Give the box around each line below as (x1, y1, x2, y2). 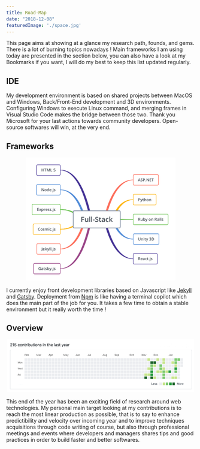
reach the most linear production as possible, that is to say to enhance (6, 411, 180, 418)
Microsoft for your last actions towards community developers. (6, 117, 162, 125)
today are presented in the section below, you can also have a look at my (6, 52, 186, 59)
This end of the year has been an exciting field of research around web (6, 397, 181, 405)
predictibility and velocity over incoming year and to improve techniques (6, 417, 184, 424)
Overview (6, 323, 44, 333)
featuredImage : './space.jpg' (6, 22, 82, 28)
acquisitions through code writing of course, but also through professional (6, 423, 190, 430)
